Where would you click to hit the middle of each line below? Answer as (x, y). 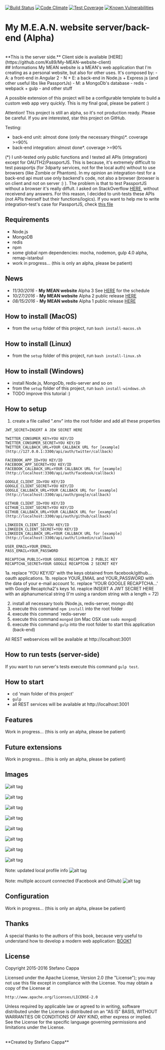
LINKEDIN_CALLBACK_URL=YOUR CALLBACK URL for (52, 533)
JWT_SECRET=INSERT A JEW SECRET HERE (44, 430)
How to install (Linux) (38, 344)
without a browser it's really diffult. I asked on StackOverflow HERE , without (82, 188)
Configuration (27, 896)
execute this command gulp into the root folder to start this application (83, 624)
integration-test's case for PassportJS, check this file (59, 204)
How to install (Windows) (45, 371)
